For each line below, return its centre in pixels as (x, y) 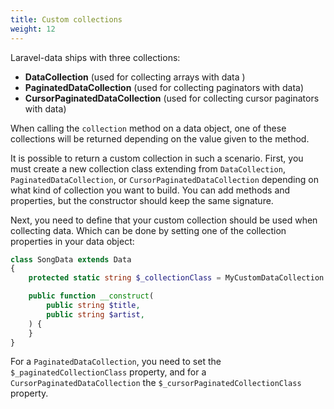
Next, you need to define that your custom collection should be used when (164, 220)
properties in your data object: (72, 241)
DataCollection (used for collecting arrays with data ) (135, 77)
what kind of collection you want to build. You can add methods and (150, 190)
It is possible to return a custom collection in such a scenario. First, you (157, 158)
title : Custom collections (66, 19)
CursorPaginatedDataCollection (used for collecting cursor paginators (172, 98)
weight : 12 (33, 29)
